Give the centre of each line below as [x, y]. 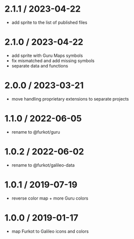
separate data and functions [40, 66]
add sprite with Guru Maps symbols [47, 55]
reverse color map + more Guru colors [50, 198]
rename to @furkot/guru [36, 132]
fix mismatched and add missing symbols [53, 60]
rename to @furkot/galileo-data [43, 165]
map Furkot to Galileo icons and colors [50, 231]
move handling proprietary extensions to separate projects [70, 99]
